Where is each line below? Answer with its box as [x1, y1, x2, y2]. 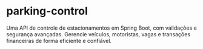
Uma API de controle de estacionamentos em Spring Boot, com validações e [6, 24, 197, 31]
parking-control [6, 4, 88, 18]
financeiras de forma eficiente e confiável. [6, 37, 112, 44]
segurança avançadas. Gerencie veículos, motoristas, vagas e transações [6, 30, 191, 38]
